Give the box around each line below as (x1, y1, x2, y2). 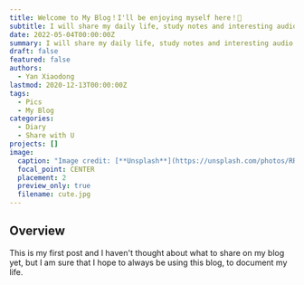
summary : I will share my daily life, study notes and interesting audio (9, 38, 294, 48)
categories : (9, 114, 54, 123)
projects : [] (9, 139, 59, 148)
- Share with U (17, 131, 75, 140)
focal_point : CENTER (17, 165, 95, 174)
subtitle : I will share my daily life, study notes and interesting (9, 22, 273, 31)
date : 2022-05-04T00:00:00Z (9, 30, 116, 39)
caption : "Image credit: (17, 156, 111, 166)
